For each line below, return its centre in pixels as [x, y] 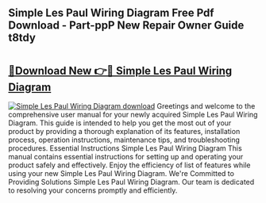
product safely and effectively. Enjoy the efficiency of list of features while [129, 165]
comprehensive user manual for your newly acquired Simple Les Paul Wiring [133, 115]
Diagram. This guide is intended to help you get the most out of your [120, 123]
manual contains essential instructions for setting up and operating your [126, 157]
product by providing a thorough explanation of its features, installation [124, 131]
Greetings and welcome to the [206, 106]
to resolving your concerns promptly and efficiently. [93, 190]
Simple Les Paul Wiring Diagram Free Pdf [111, 13]
